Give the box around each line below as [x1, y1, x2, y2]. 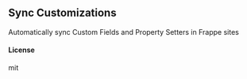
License [8, 45, 36, 55]
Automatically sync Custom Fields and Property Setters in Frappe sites [8, 27, 240, 36]
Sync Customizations [8, 6, 117, 20]
